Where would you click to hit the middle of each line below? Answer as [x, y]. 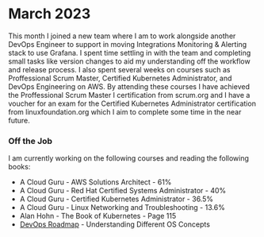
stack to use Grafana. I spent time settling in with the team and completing [130, 52]
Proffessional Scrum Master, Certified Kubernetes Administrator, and [120, 78]
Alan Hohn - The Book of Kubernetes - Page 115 [98, 216]
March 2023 [50, 14]
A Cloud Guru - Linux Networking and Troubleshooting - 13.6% [122, 208]
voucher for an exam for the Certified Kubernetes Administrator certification [132, 103]
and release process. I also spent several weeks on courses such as [119, 69]
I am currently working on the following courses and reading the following [129, 158]
